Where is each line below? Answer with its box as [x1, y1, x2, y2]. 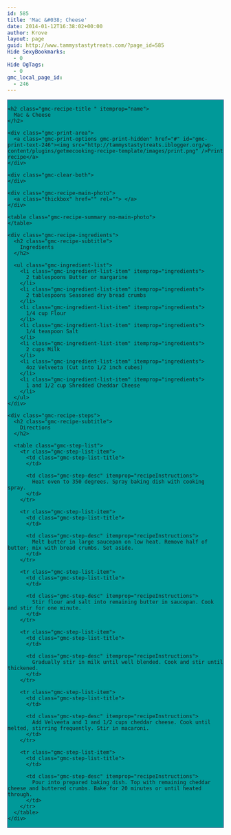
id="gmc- [183, 135, 208, 143]
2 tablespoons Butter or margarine [25, 274, 129, 281]
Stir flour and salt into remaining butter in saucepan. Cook [32, 599, 214, 605]
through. [8, 791, 33, 798]
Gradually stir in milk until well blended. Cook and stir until [32, 659, 223, 666]
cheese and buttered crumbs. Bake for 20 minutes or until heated [8, 785, 202, 792]
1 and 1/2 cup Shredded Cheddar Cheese [25, 382, 140, 389]
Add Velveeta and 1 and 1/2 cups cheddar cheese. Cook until [32, 719, 211, 726]
